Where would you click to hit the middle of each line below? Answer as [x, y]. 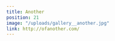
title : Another [25, 12]
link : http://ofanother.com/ [43, 29]
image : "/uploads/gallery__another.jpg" [58, 23]
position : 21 [23, 17]
